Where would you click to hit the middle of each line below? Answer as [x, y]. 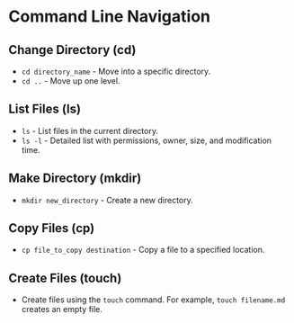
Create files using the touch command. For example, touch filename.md [153, 300]
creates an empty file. [62, 310]
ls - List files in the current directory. [90, 130]
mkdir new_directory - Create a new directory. [107, 200]
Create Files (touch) [65, 278]
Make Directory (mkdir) [75, 179]
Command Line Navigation [110, 17]
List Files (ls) [45, 109]
